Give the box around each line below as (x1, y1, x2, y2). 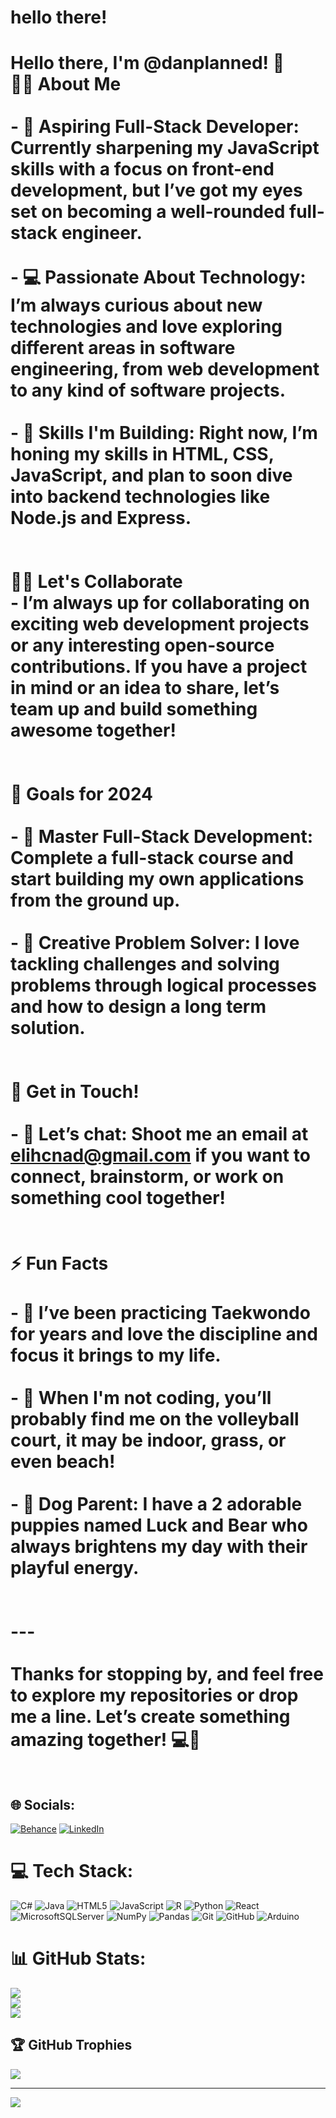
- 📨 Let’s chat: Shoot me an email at (10, 1123, 309, 1146)
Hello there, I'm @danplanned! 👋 (10, 52, 285, 75)
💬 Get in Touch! (10, 1081, 140, 1103)
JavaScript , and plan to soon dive (10, 464, 293, 487)
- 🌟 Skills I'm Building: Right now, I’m (10, 422, 318, 445)
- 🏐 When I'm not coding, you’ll (10, 1387, 272, 1410)
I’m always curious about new (10, 294, 263, 317)
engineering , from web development (10, 358, 320, 381)
